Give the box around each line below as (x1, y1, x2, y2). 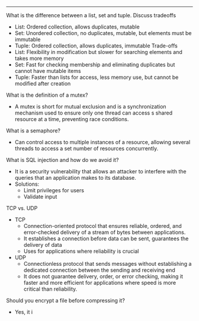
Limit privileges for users (23, 187, 85, 193)
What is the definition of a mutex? (6, 91, 88, 98)
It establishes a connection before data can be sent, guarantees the (23, 235, 189, 242)
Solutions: (14, 180, 40, 187)
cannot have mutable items (14, 68, 81, 74)
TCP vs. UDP (6, 205, 38, 211)
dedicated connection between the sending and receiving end (23, 266, 176, 274)
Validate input (23, 193, 57, 200)
